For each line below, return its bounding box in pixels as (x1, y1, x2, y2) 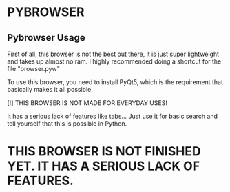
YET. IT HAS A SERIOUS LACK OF (7, 158, 200, 174)
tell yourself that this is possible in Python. (7, 119, 127, 128)
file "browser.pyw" (7, 65, 60, 73)
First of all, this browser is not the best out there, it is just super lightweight (7, 50, 219, 58)
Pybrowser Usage (7, 32, 85, 44)
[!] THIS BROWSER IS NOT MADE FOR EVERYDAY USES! (7, 99, 167, 107)
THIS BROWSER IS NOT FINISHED (7, 144, 201, 160)
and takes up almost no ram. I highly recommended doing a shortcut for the (7, 57, 222, 66)
